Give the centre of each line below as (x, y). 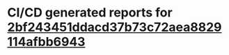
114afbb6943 (46, 42)
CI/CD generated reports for (90, 13)
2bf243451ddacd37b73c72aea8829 (114, 27)
